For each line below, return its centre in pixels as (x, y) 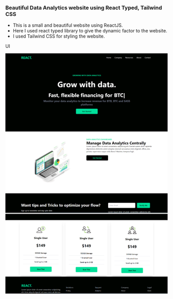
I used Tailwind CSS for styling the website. (59, 36)
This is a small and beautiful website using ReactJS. (68, 25)
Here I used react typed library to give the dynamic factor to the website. (90, 31)
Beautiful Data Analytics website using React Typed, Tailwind (84, 8)
